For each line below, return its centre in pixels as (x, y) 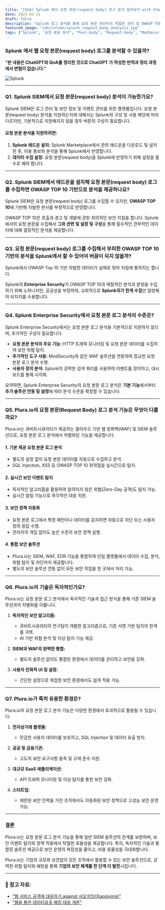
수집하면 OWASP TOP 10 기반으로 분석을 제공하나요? (70, 189)
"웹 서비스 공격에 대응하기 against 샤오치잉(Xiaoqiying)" (67, 896)
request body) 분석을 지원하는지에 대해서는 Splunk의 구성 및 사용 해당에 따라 (85, 114)
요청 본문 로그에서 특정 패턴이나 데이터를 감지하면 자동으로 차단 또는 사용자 (84, 520)
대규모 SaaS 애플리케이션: (37, 769)
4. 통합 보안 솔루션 (23, 544)
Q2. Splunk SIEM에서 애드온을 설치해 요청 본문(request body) (76, 182)
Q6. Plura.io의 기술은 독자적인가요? (45, 587)
